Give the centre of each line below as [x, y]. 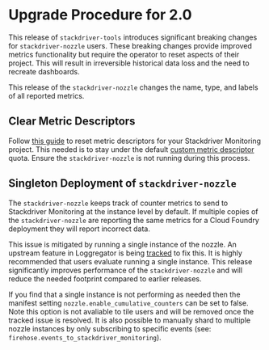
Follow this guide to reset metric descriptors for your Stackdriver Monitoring [134, 141]
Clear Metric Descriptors [72, 122]
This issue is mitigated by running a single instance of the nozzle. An [122, 244]
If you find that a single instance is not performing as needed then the [124, 294]
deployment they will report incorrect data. [80, 229]
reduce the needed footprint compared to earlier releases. [105, 278]
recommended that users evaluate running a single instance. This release [130, 261]
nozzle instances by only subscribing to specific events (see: [110, 328]
